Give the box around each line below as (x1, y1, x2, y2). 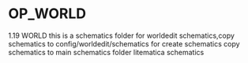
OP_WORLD (8, 5, 87, 23)
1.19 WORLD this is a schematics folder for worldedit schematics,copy (8, 31, 235, 40)
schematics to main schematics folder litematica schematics (8, 47, 205, 57)
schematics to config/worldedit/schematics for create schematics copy (8, 39, 240, 48)
